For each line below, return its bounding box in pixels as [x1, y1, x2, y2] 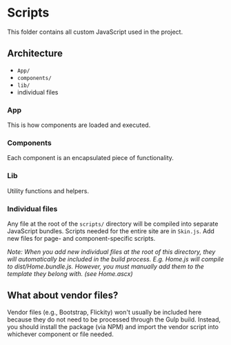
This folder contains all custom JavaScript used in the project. [7, 28, 183, 36]
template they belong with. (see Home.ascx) [7, 269, 133, 277]
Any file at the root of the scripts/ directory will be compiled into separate [7, 219, 219, 228]
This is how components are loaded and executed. [7, 121, 151, 129]
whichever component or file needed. [7, 330, 114, 338]
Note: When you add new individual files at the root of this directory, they [7, 247, 216, 256]
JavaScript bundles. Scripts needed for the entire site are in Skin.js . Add [7, 226, 215, 235]
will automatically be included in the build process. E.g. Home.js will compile [7, 255, 224, 263]
